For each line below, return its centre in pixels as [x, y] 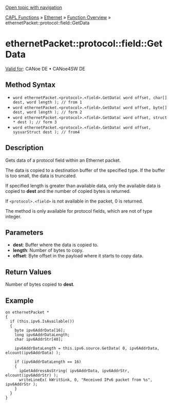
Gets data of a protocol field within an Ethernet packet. [63, 160]
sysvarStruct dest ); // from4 [46, 132]
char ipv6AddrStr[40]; [39, 339]
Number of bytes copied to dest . [40, 284]
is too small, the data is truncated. [41, 176]
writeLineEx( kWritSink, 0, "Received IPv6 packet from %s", [86, 380]
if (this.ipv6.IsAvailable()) [42, 321]
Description [24, 148]
